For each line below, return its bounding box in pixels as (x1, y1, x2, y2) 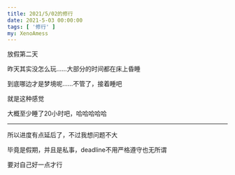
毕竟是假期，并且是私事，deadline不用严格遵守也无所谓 (7, 146, 167, 154)
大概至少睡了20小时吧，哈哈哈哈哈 (7, 109, 107, 118)
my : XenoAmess (7, 29, 49, 37)
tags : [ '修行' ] (7, 23, 56, 30)
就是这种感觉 (7, 94, 44, 103)
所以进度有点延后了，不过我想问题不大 (7, 131, 117, 139)
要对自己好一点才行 (7, 160, 63, 169)
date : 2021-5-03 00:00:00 (7, 17, 83, 24)
